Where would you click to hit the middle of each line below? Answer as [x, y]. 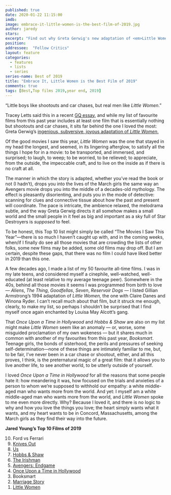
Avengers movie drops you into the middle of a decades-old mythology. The [85, 189]
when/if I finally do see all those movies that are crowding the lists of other [83, 242]
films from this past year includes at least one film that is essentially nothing [85, 120]
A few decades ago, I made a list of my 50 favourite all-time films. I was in [83, 268]
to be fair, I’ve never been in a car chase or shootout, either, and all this [80, 354]
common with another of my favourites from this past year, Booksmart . [79, 338]
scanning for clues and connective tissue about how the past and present [82, 200]
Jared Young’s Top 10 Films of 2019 [43, 428]
